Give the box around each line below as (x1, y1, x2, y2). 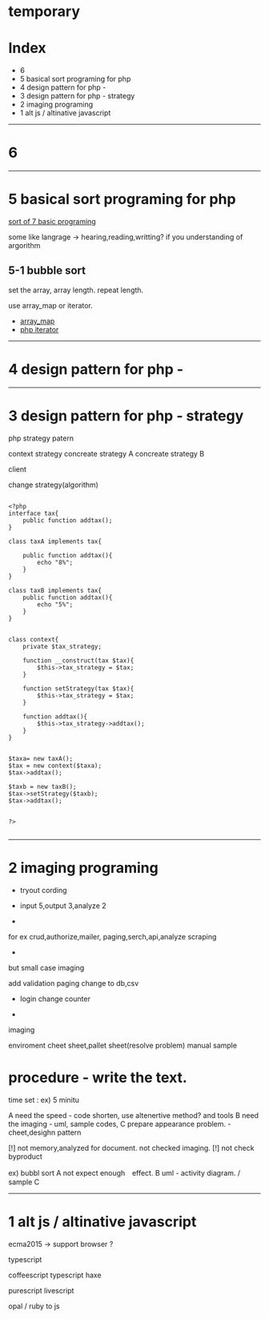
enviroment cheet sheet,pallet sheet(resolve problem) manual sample (8, 1040, 238, 1050)
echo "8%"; (37, 558, 74, 566)
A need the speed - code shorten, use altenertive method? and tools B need (8, 1110, 259, 1120)
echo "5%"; (37, 600, 74, 609)
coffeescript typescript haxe (8, 1270, 102, 1280)
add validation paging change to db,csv (8, 978, 139, 987)
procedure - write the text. (8, 1068, 188, 1087)
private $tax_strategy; (22, 642, 102, 650)
